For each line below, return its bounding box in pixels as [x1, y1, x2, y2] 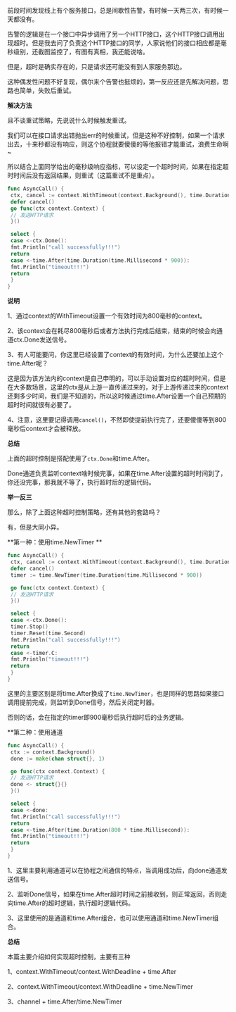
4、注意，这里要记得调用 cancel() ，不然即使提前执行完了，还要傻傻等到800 [7, 416, 227, 424]
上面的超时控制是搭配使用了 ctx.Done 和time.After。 [7, 454, 153, 463]
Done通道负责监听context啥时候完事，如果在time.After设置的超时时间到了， [7, 469, 227, 477]
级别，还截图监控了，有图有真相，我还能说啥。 [13, 48, 149, 56]
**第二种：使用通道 [7, 727, 63, 736]
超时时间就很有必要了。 [7, 401, 75, 409]
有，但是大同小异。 [7, 523, 63, 532]
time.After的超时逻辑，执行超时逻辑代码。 [13, 899, 135, 907]
